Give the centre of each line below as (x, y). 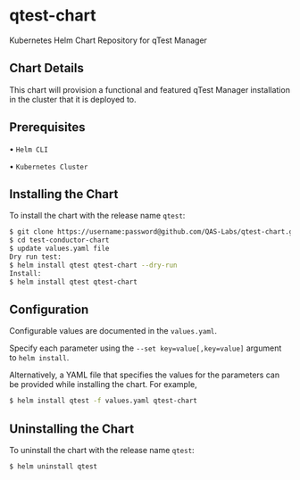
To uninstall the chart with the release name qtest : (102, 450)
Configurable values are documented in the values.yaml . (113, 331)
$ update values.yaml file (59, 249)
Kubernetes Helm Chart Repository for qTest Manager (108, 40)
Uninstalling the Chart (72, 429)
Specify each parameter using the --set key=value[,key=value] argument (146, 348)
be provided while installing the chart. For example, (104, 385)
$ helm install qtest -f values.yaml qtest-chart (104, 401)
